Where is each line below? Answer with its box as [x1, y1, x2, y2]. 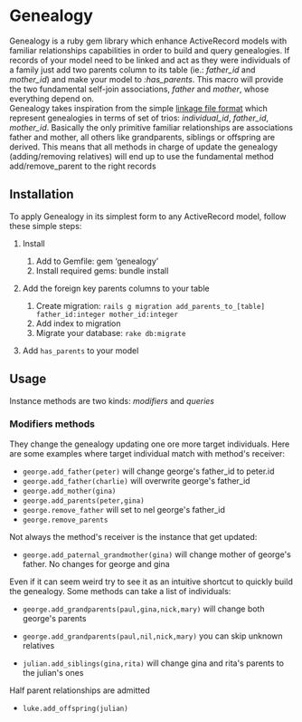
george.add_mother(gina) [22, 486, 117, 496]
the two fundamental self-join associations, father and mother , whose [9, 83, 269, 94]
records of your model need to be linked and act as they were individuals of [9, 54, 291, 65]
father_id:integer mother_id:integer [35, 310, 179, 319]
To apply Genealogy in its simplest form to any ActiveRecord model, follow [9, 210, 287, 222]
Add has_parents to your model [22, 345, 139, 356]
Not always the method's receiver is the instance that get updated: [9, 531, 258, 542]
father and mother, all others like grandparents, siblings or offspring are [9, 131, 276, 142]
